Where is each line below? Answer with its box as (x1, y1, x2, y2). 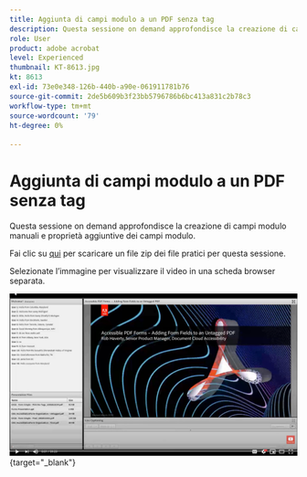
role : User (9, 34, 51, 43)
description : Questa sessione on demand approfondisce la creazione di (9, 24, 288, 34)
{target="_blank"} (9, 457, 76, 468)
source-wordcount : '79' (9, 111, 101, 121)
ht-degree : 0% (9, 121, 64, 130)
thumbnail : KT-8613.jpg (9, 63, 101, 72)
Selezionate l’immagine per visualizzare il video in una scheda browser (9, 266, 276, 277)
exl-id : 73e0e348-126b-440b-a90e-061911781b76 (9, 82, 190, 91)
